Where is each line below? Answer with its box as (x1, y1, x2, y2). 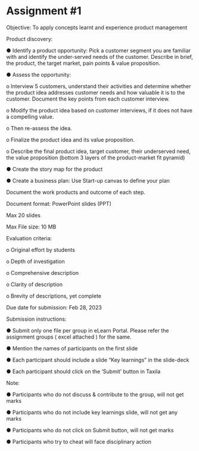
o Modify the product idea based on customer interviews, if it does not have (6, 107, 192, 114)
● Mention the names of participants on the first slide (6, 344, 138, 352)
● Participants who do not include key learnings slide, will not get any (6, 409, 178, 416)
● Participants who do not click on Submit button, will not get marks (6, 427, 174, 434)
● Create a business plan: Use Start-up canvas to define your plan (6, 177, 170, 184)
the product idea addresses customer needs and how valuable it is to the (6, 89, 185, 96)
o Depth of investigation (6, 258, 66, 265)
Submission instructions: (6, 315, 67, 322)
